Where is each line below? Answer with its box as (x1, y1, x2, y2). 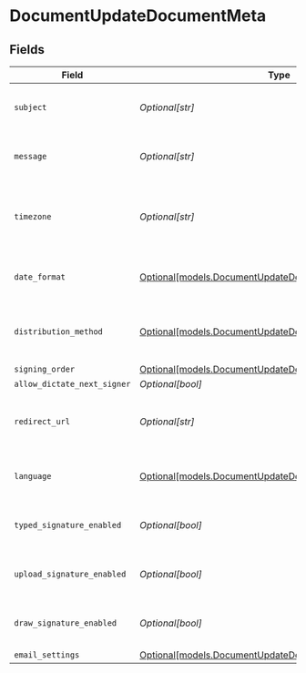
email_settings (14, 650, 80, 660)
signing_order (14, 364, 76, 374)
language (14, 471, 52, 481)
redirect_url (14, 416, 71, 426)
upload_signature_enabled (14, 569, 127, 579)
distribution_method (14, 327, 103, 337)
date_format (14, 272, 66, 282)
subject (14, 102, 47, 112)
